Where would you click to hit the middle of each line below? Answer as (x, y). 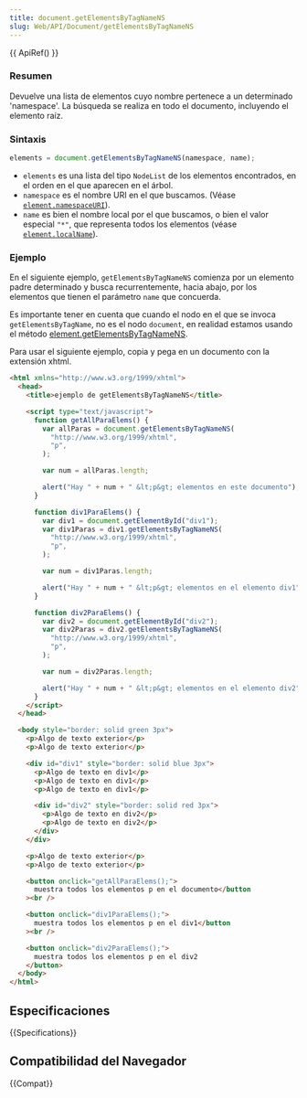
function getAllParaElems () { (91, 420)
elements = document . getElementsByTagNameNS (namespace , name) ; (132, 158)
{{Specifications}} (43, 1032)
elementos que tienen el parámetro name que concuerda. (116, 297)
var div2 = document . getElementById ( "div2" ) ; (131, 621)
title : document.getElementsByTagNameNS (88, 18)
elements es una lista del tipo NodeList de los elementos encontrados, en (159, 176)
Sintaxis (28, 139)
